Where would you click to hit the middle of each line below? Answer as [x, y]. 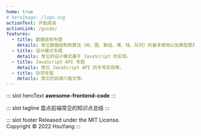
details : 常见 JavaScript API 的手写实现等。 [71, 67]
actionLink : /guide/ [32, 28]
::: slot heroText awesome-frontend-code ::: [61, 96]
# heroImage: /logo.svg [36, 17]
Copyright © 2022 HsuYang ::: [43, 126]
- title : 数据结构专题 [37, 40]
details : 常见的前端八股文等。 [51, 78]
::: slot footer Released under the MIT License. [63, 120]
